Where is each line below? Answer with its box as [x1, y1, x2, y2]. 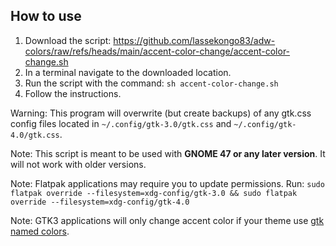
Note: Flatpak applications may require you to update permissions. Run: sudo [10, 177, 325, 189]
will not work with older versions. [10, 158, 147, 170]
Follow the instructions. [24, 87, 122, 99]
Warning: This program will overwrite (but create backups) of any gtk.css [10, 107, 312, 119]
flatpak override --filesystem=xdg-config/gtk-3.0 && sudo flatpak [10, 188, 298, 198]
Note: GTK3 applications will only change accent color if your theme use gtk [10, 214, 325, 226]
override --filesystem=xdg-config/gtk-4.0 [10, 197, 190, 207]
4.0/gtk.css [10, 130, 60, 140]
